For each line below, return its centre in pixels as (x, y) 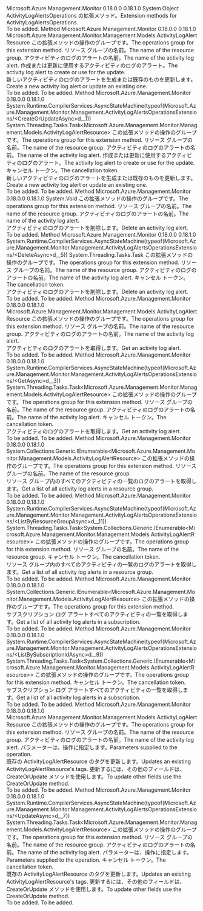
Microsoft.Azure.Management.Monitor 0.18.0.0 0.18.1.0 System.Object (93, 8)
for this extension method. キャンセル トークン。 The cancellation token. (96, 682)
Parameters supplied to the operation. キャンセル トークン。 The (86, 860)
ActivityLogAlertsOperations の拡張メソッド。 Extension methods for (92, 16)
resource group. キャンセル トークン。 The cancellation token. (83, 557)
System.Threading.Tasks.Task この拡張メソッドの (131, 255)
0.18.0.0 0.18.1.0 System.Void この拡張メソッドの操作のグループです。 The (97, 198)
